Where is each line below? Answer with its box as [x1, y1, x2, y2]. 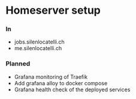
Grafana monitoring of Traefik [14, 73, 88, 81]
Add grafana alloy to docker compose [14, 79, 108, 86]
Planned [5, 60, 31, 68]
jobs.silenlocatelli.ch [14, 38, 65, 45]
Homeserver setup [5, 4, 101, 17]
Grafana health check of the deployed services [14, 86, 131, 93]
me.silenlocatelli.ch [14, 45, 62, 52]
